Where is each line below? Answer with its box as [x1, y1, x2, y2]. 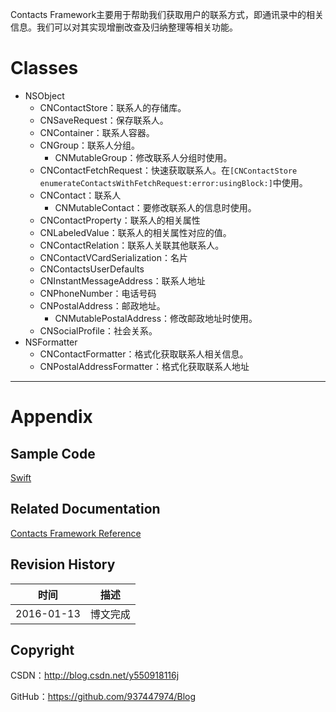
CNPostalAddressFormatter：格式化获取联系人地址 [39, 360, 250, 372]
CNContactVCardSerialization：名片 [39, 251, 188, 263]
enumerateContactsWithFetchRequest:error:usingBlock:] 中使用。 [39, 176, 308, 188]
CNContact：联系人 [39, 189, 122, 201]
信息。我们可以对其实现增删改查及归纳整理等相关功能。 [10, 21, 238, 33]
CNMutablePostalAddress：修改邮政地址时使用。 [54, 312, 258, 324]
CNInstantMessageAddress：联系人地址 [39, 274, 206, 287]
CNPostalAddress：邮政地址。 [39, 299, 166, 312]
